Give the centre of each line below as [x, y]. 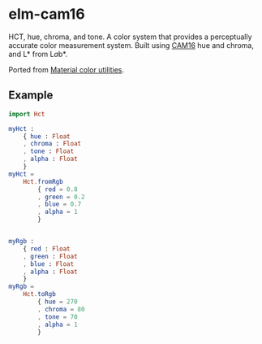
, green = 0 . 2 [61, 197]
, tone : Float [49, 151]
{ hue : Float [47, 136]
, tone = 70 [58, 317]
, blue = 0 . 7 [60, 204]
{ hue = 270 [58, 302]
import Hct [27, 114]
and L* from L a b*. [38, 54]
